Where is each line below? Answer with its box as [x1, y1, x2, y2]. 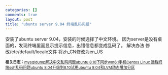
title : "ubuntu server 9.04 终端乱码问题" [5, 21, 92, 27]
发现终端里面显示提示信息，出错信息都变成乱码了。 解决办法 [18, 43, 145, 49]
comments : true [5, 12, 38, 17]
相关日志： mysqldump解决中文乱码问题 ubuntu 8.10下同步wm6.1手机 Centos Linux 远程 [5, 59, 159, 65]
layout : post [5, 17, 33, 22]
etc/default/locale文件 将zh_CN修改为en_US [11, 49, 103, 55]
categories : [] [5, 7, 38, 13]
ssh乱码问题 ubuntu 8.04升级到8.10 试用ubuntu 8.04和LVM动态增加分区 [9, 65, 136, 70]
